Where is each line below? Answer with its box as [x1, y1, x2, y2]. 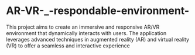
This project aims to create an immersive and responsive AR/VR [6, 23, 160, 30]
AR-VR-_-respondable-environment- [6, 4, 190, 18]
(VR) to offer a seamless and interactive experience [6, 42, 130, 49]
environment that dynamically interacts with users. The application [6, 29, 167, 36]
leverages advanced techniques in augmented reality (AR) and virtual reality [6, 36, 189, 43]
